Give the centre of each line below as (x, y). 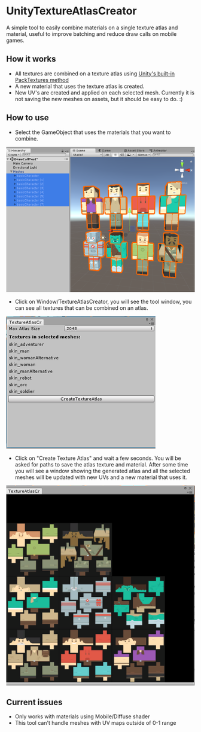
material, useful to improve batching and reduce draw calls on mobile (92, 33)
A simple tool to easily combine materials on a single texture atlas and (92, 28)
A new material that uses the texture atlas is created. (80, 86)
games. (16, 40)
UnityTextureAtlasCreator (71, 11)
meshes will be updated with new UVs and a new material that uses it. (101, 477)
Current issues (34, 702)
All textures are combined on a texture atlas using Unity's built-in (95, 74)
